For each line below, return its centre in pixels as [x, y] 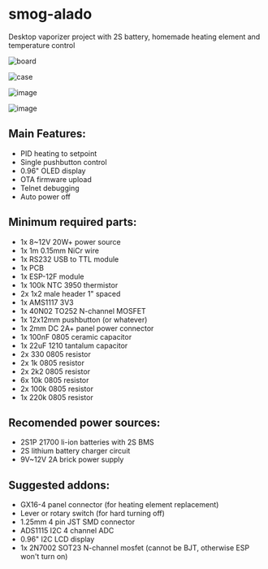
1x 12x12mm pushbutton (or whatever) [84, 319]
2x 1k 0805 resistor [52, 363]
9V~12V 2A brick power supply [72, 459]
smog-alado [50, 14]
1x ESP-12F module [52, 276]
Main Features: [48, 134]
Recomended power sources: [84, 422]
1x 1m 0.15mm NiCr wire [60, 250]
